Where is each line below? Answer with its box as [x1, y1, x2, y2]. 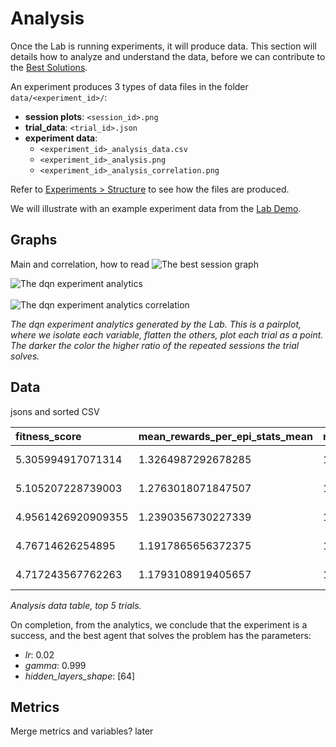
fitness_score [15, 429, 82, 443]
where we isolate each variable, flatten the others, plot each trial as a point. [10, 328, 324, 341]
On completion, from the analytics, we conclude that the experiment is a [10, 618, 308, 631]
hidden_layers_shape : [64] [24, 670, 136, 682]
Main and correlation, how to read [10, 258, 150, 270]
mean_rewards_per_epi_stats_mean [138, 429, 313, 443]
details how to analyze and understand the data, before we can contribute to [10, 50, 326, 62]
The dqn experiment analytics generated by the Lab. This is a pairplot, [10, 318, 302, 330]
